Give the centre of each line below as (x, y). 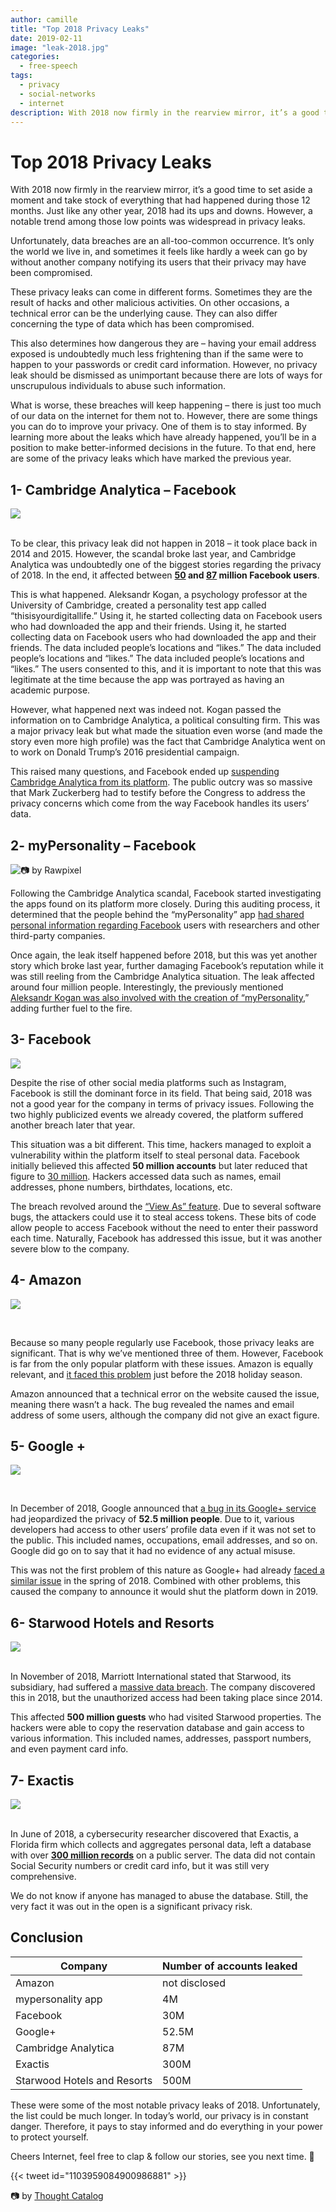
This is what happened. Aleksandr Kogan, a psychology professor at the (159, 595)
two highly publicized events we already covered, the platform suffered (157, 1114)
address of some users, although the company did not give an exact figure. (165, 1415)
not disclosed (194, 1983)
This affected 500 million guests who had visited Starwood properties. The (166, 1717)
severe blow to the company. (70, 1248)
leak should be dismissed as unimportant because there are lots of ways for (166, 375)
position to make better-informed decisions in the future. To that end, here (163, 448)
